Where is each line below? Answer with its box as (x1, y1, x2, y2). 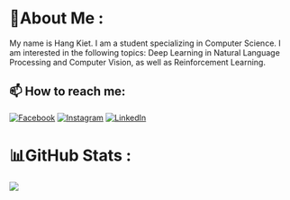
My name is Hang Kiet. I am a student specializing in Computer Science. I (9, 38, 281, 48)
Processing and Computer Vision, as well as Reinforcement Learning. (9, 57, 266, 67)
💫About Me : (9, 8, 104, 29)
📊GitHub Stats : (9, 145, 132, 165)
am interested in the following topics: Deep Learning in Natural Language (9, 47, 281, 57)
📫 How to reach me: (9, 84, 126, 100)
